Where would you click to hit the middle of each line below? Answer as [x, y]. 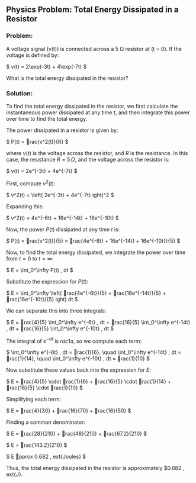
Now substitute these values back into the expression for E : [78, 370]
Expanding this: [25, 206]
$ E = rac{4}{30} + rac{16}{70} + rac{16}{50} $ [69, 411]
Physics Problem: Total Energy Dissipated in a [92, 10]
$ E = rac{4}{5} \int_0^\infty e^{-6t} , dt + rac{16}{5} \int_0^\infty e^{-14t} [98, 322]
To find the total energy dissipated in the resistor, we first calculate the [92, 106]
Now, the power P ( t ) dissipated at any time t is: [63, 229]
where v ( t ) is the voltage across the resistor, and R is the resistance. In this [97, 153]
